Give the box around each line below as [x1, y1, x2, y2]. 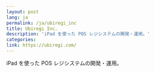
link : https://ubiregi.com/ [6, 43, 77, 49]
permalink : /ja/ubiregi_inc [6, 20, 77, 26]
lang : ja [6, 14, 28, 20]
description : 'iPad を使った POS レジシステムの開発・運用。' [6, 31, 150, 37]
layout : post [6, 8, 39, 15]
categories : [6, 37, 36, 43]
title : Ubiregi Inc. [6, 25, 59, 32]
